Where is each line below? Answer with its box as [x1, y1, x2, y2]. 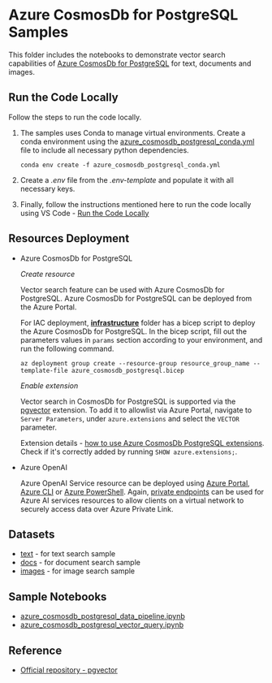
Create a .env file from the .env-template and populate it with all [19, 175, 234, 184]
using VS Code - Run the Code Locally [19, 208, 149, 218]
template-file [19, 366, 68, 374]
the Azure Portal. [19, 302, 77, 312]
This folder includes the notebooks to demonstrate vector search [8, 50, 226, 59]
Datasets [8, 527, 55, 541]
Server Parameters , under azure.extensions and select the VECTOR [19, 413, 240, 423]
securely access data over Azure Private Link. [19, 504, 174, 513]
